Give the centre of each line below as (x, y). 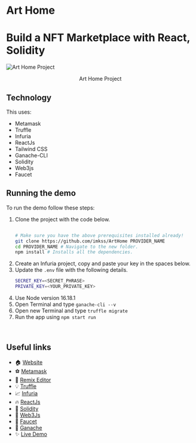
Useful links (29, 348)
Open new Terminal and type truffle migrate (71, 311)
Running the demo (41, 193)
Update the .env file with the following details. (71, 270)
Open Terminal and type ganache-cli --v (65, 304)
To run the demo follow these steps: (50, 208)
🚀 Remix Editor (33, 380)
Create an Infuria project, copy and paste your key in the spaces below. (102, 263)
